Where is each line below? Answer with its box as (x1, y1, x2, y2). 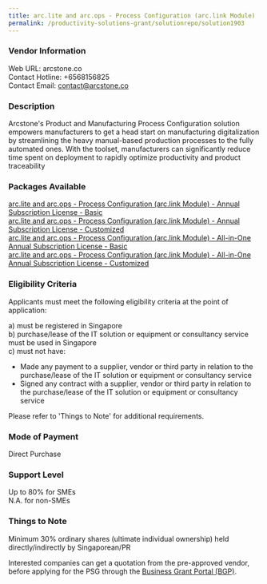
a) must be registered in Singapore (8, 320, 122, 330)
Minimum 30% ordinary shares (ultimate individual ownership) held (8, 534, 229, 543)
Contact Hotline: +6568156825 (8, 72, 110, 81)
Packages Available (8, 181, 86, 193)
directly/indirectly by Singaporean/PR (8, 542, 131, 552)
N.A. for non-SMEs (8, 496, 70, 506)
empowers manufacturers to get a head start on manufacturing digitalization (8, 127, 260, 137)
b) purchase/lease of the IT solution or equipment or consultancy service (8, 329, 249, 339)
